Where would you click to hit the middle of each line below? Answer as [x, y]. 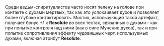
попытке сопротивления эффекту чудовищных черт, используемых [77, 33]
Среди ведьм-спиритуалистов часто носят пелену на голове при [75, 7]
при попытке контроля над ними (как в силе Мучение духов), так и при [81, 28]
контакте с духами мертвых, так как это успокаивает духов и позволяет [82, 12]
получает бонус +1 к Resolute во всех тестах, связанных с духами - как [82, 23]
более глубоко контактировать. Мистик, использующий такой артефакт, [82, 17]
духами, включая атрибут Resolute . [43, 38]
